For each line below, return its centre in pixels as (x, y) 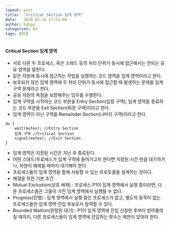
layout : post (19, 10)
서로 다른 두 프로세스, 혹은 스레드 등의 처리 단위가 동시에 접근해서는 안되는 (86, 63)
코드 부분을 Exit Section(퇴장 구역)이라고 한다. (64, 108)
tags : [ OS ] (17, 34)
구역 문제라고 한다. (31, 89)
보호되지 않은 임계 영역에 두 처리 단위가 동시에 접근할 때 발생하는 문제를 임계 (88, 82)
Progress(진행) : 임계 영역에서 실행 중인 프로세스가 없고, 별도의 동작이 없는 (87, 198)
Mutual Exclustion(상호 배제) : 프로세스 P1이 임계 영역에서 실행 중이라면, (84, 185)
